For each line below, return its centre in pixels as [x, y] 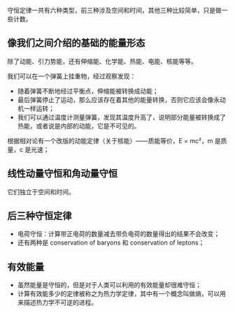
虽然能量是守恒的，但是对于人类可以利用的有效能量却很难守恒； [109, 285]
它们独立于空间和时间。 [41, 191]
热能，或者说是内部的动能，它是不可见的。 [79, 126]
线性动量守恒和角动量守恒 [62, 174]
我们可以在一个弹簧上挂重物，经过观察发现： [72, 76]
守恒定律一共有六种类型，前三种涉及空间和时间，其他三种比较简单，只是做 [114, 10]
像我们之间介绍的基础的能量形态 [76, 43]
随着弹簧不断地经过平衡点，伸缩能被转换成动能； [88, 91]
